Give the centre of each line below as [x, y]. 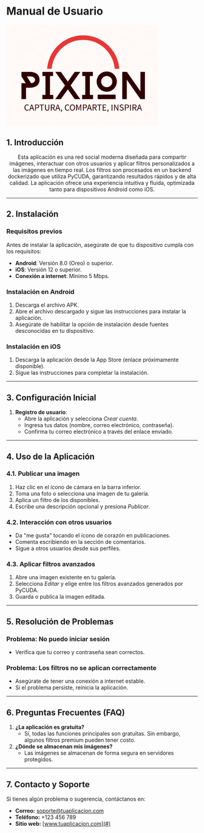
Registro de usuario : [41, 413]
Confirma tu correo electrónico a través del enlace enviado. [99, 432]
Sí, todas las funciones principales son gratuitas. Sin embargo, [102, 734]
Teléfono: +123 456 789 [46, 817]
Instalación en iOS [34, 346]
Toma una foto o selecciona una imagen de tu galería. [82, 493]
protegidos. [39, 759]
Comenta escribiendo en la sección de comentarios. [80, 542]
